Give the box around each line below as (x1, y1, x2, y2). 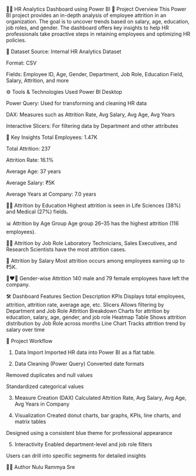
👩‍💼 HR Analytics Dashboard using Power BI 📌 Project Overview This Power (6, 6, 187, 12)
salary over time (6, 326, 45, 333)
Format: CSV (6, 59, 37, 66)
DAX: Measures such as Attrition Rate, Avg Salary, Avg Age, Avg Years (6, 111, 176, 118)
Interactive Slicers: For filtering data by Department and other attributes (6, 123, 178, 129)
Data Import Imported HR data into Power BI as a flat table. (14, 349, 156, 356)
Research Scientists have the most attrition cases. (6, 246, 127, 253)
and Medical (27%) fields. (6, 208, 68, 215)
